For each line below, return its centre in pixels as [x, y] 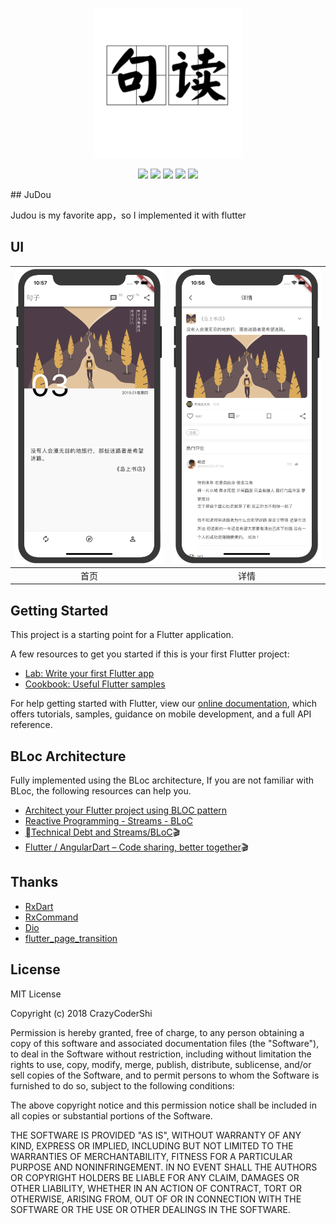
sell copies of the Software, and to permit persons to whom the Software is [165, 1075]
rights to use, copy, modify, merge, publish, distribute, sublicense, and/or [161, 1064]
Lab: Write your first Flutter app [89, 674]
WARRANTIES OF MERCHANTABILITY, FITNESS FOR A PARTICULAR [151, 1156]
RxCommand [51, 917]
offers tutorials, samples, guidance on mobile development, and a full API [161, 714]
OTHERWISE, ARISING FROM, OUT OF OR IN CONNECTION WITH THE [156, 1199]
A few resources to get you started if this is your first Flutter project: [150, 654]
